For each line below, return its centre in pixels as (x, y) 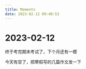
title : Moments (20, 9)
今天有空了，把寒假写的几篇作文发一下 (43, 62)
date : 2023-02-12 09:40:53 (32, 14)
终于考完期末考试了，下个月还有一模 (41, 52)
